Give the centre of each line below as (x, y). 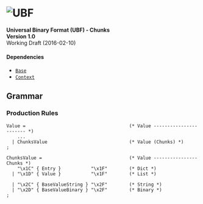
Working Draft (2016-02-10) (41, 43)
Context (25, 77)
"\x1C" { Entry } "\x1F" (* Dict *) (87, 168)
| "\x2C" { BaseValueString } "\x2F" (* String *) (87, 185)
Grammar (25, 96)
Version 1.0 (21, 36)
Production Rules (32, 113)
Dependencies (25, 57)
